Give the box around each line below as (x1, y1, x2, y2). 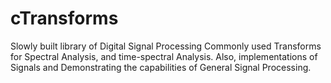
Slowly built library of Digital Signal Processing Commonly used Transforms (10, 40, 322, 52)
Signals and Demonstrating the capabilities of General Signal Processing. (10, 61, 312, 73)
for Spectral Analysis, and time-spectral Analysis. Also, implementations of (10, 50, 318, 62)
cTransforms (10, 7, 119, 30)
